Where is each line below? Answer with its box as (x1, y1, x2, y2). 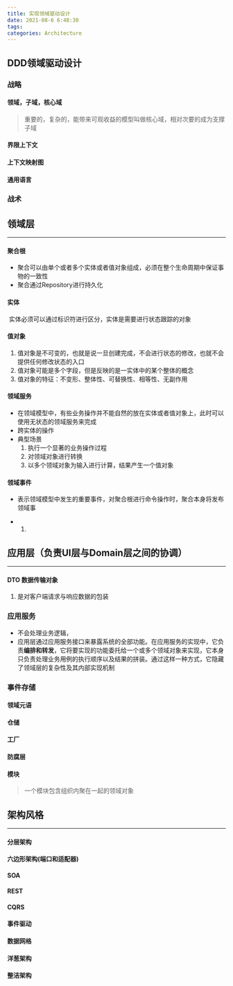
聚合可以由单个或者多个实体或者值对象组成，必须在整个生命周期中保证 (17, 264, 218, 272)
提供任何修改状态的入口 (17, 357, 85, 366)
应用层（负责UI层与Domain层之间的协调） (7, 547, 187, 558)
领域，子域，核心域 (7, 98, 62, 106)
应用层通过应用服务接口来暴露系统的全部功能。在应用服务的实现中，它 (17, 637, 218, 645)
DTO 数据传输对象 (7, 575, 58, 584)
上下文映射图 (7, 158, 44, 166)
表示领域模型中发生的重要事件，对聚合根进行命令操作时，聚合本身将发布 (17, 495, 224, 503)
